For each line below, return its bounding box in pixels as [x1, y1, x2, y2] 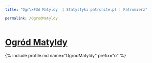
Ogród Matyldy [5, 37, 67, 47]
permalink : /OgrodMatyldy [5, 16, 58, 21]
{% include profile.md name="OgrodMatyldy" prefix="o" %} [5, 53, 126, 59]
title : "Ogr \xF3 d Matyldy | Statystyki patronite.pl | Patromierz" [5, 7, 148, 12]
